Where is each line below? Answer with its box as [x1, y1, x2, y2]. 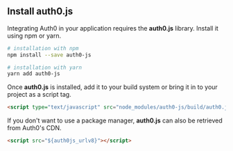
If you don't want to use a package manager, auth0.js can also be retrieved [7, 116, 223, 125]
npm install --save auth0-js [7, 51, 92, 58]
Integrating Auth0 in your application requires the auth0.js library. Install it [7, 24, 218, 32]
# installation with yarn [7, 64, 82, 71]
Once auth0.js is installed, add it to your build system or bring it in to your [7, 83, 218, 91]
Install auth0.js [7, 6, 74, 17]
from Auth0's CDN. [7, 124, 62, 132]
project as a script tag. [7, 90, 71, 99]
